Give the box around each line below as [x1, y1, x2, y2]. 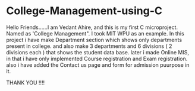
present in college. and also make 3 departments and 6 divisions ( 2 [6, 43, 172, 50]
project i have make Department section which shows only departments [6, 36, 183, 43]
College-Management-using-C [6, 4, 162, 18]
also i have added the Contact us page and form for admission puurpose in [6, 61, 190, 69]
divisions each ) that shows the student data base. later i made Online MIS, [6, 48, 189, 56]
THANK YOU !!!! [6, 79, 45, 86]
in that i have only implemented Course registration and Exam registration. [6, 55, 188, 62]
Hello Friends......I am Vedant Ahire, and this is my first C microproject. [6, 24, 178, 31]
